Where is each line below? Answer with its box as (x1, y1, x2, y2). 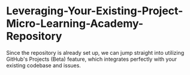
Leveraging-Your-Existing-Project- (6, 4, 183, 18)
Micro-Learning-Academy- (6, 17, 144, 30)
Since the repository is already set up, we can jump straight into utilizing (6, 49, 185, 56)
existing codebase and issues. (6, 61, 81, 69)
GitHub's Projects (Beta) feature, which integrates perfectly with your (6, 55, 177, 62)
